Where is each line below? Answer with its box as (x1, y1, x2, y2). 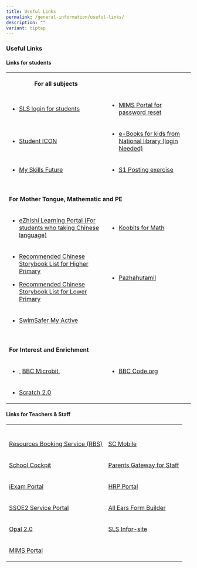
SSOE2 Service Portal (9, 503, 69, 512)
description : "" (6, 19, 46, 25)
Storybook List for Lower (19, 288, 87, 296)
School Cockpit (9, 461, 52, 469)
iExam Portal (9, 482, 44, 490)
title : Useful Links (6, 8, 57, 15)
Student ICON (19, 137, 57, 145)
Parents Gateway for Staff (108, 461, 179, 469)
